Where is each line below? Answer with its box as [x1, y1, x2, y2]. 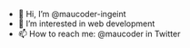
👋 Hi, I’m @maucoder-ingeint [17, 9, 126, 19]
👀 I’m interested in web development [17, 18, 155, 29]
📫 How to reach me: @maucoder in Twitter [17, 28, 181, 39]
